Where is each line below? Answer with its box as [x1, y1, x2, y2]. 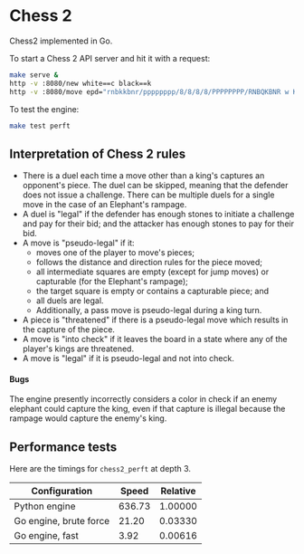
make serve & [9, 70, 59, 80]
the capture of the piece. [22, 324, 116, 335]
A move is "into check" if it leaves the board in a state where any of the [22, 334, 288, 345]
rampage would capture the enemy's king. [9, 413, 167, 424]
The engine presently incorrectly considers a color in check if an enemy [9, 394, 278, 405]
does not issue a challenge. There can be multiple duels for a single [22, 189, 275, 200]
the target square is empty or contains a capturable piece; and [35, 286, 270, 297]
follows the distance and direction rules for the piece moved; [35, 257, 262, 268]
